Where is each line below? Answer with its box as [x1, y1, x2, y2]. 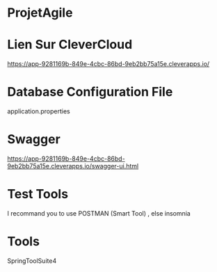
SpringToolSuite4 [7, 256, 57, 265]
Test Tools [7, 186, 68, 202]
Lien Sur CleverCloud [7, 37, 133, 53]
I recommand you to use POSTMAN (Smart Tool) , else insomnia [7, 209, 191, 217]
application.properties [7, 107, 71, 115]
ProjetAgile [7, 5, 73, 21]
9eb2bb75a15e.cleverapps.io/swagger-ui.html [7, 162, 139, 170]
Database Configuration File [7, 84, 173, 100]
